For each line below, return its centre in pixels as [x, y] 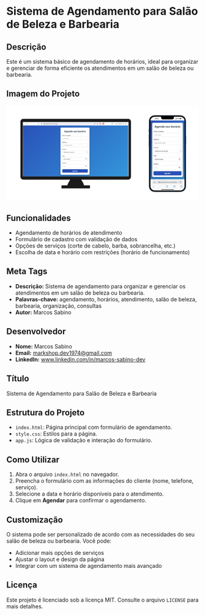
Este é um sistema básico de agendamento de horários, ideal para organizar [102, 62]
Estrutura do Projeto [46, 413]
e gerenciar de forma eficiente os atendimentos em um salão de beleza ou [100, 68]
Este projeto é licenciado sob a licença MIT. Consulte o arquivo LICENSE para [102, 600]
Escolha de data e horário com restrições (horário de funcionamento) [102, 252]
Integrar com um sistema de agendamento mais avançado [88, 565]
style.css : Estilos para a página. [56, 434]
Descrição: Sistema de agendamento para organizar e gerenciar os [100, 286]
